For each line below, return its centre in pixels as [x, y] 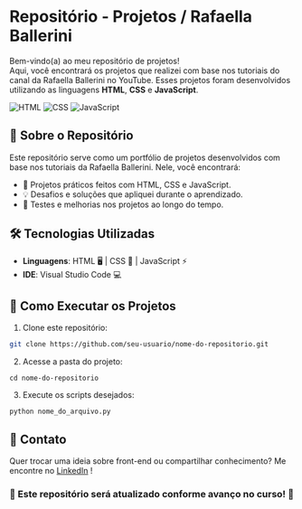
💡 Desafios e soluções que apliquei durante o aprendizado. [132, 194]
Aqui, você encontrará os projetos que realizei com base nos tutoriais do [145, 71]
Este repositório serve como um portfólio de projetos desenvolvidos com [145, 157]
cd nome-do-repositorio [54, 378]
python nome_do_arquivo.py [60, 412]
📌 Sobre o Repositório [71, 136]
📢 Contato [38, 439]
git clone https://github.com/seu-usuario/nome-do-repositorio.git [139, 344]
